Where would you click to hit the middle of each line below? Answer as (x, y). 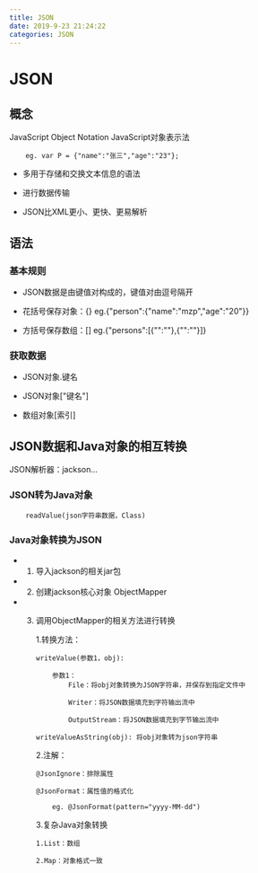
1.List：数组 (58, 843)
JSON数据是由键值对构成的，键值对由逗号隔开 (108, 292)
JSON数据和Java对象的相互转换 (98, 446)
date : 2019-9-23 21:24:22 (57, 26)
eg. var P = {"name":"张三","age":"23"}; (102, 156)
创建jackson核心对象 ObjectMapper (101, 591)
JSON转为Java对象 (51, 495)
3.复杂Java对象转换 (72, 824)
